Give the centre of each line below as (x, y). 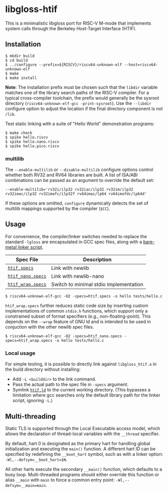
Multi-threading (31, 416)
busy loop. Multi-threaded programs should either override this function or (82, 474)
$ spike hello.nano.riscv (32, 142)
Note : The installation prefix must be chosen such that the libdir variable (81, 87)
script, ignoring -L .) (32, 401)
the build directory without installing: (43, 369)
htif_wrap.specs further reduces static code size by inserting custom (77, 306)
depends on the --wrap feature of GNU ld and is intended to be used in (78, 321)
